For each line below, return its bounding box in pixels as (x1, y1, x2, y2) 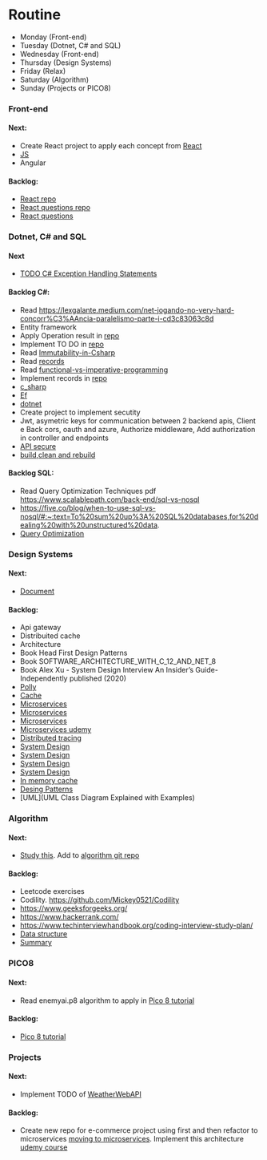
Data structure (19, 929, 68, 939)
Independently (19, 673, 68, 683)
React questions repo (19, 203, 90, 212)
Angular (19, 158, 46, 168)
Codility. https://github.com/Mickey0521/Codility (19, 895, 180, 905)
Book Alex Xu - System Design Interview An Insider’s (19, 665, 194, 675)
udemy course (19, 1142, 68, 1152)
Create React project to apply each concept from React (19, 141, 202, 151)
